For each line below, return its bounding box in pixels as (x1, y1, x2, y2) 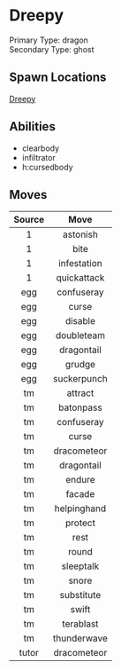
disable (64, 315, 95, 327)
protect (64, 516, 95, 529)
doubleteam (55, 329, 106, 342)
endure (65, 474, 95, 486)
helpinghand (54, 502, 107, 515)
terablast (61, 618, 99, 630)
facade (65, 488, 95, 501)
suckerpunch (52, 373, 108, 385)
